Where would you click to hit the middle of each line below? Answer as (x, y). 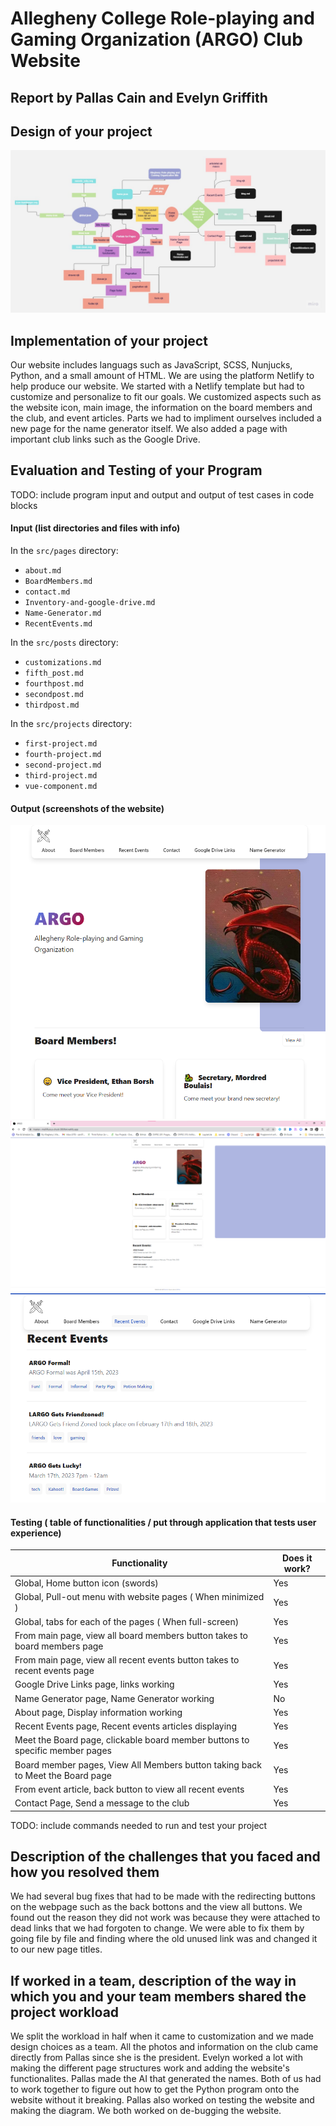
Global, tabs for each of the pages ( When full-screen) (127, 1621)
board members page (59, 1646)
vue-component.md (61, 787)
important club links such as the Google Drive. (105, 439)
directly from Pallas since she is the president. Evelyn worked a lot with (156, 2058)
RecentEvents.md (58, 624)
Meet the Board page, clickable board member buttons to (132, 1740)
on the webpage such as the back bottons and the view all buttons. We (156, 1907)
